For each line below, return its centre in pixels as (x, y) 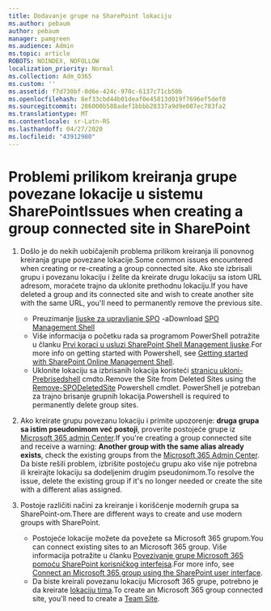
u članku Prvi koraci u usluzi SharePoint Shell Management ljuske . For (147, 344)
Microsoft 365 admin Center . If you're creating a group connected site (136, 437)
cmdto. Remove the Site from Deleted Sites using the (169, 379)
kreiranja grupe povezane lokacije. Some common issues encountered (136, 260)
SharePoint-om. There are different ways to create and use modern (131, 514)
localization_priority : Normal (61, 69)
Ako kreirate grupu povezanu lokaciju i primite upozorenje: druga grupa (140, 420)
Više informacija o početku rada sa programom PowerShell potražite (146, 336)
